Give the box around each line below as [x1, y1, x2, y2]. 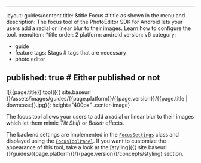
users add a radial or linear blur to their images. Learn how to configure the [6, 25, 191, 32]
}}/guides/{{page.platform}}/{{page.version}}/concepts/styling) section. [6, 150, 184, 157]
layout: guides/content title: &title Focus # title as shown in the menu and [6, 12, 185, 19]
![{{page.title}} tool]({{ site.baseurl [6, 88, 91, 96]
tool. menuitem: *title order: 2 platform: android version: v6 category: [6, 31, 176, 38]
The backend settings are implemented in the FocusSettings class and [6, 131, 179, 138]
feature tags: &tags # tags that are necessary [14, 49, 127, 56]
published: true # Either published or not [6, 73, 160, 83]
